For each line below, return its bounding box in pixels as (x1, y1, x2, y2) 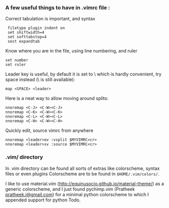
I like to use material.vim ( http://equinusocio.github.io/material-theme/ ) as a (5, 180, 164, 187)
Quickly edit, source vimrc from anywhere (5, 127, 93, 134)
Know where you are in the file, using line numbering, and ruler (5, 48, 138, 54)
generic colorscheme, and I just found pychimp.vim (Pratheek (5, 186, 135, 192)
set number (5, 58, 29, 63)
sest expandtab (7, 39, 40, 44)
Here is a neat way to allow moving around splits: (5, 95, 109, 101)
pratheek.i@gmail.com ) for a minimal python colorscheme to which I (5, 191, 149, 197)
